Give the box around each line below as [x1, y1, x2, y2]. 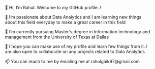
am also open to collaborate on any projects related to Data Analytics [4, 49, 145, 54]
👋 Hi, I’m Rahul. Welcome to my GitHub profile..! [4, 5, 102, 10]
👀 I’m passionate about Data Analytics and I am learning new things [4, 14, 142, 20]
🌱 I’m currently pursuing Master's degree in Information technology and [4, 29, 150, 34]
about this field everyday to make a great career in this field [4, 20, 126, 25]
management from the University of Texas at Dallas [4, 34, 109, 40]
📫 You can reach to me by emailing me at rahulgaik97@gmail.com [4, 59, 140, 64]
